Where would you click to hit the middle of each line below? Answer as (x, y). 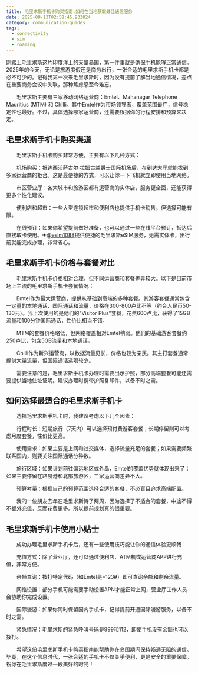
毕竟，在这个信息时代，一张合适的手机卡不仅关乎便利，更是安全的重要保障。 (99, 657)
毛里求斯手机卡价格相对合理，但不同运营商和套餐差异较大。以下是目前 (101, 278)
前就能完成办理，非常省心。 (40, 242)
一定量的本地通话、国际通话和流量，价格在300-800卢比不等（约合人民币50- (99, 305)
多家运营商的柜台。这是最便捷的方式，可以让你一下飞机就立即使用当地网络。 (99, 175)
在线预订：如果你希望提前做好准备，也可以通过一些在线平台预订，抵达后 (104, 227)
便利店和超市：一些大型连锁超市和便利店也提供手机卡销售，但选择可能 (101, 207)
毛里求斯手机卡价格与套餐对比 (60, 263)
